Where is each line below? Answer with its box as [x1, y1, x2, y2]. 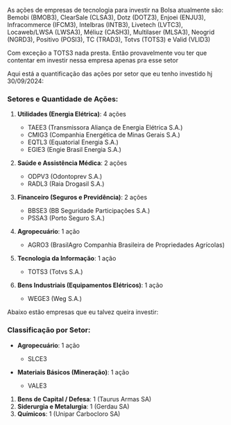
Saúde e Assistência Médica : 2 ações [17, 159, 127, 167]
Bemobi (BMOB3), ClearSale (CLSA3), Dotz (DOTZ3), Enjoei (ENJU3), [7, 13, 206, 21]
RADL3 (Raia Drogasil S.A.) [27, 180, 105, 188]
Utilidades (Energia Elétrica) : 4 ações [17, 110, 126, 119]
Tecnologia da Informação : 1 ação [17, 254, 117, 263]
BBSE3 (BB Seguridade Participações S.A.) [27, 207, 151, 215]
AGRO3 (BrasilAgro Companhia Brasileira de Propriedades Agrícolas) [27, 241, 225, 249]
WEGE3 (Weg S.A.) [27, 295, 82, 303]
